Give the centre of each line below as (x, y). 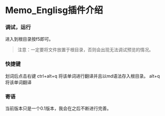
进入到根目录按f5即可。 (29, 39)
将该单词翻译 (18, 82)
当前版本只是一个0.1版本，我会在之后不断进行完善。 (58, 108)
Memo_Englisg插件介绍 (54, 10)
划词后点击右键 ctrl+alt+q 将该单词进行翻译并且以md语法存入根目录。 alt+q (82, 76)
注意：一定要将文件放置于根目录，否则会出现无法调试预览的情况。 (85, 50)
